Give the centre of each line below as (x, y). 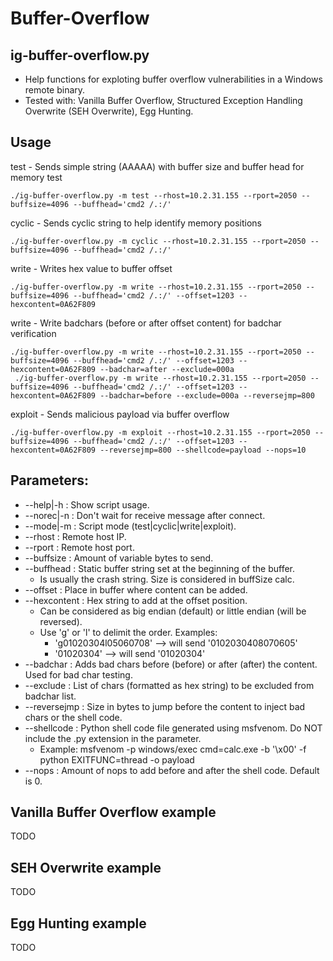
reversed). (61, 621)
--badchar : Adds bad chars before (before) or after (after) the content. (171, 664)
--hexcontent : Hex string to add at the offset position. (136, 600)
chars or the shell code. (73, 717)
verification (33, 333)
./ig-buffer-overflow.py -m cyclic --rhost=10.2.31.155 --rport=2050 (158, 241)
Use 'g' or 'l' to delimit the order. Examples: (128, 632)
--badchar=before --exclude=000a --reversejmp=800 (207, 395)
